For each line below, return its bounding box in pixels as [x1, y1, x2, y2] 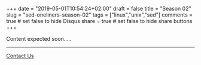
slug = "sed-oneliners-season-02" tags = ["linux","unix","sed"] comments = [6, 11, 193, 18]
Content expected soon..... [6, 35, 72, 42]
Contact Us [6, 53, 34, 59]
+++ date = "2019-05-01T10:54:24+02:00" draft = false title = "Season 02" [6, 5, 191, 12]
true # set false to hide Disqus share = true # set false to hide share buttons [6, 18, 193, 24]
